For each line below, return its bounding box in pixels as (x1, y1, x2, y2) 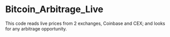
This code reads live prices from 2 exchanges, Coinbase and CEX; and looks (5, 20, 165, 26)
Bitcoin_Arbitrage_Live (5, 4, 104, 15)
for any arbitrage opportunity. (5, 25, 67, 31)
